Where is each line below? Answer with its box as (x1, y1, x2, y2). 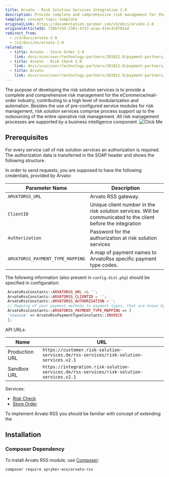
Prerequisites (5, 133, 48, 142)
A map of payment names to (90, 249, 157, 256)
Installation (5, 431, 41, 439)
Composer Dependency (5, 446, 65, 453)
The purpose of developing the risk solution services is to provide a (5, 87, 145, 93)
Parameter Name (26, 184, 67, 191)
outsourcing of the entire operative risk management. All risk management (5, 113, 159, 119)
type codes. (90, 261, 118, 268)
